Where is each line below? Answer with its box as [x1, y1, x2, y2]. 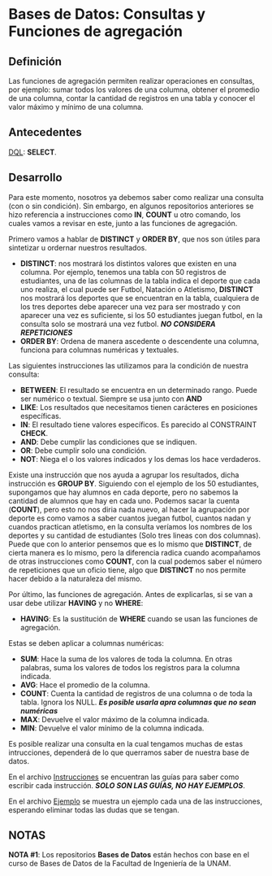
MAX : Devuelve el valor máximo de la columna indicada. [19, 714, 209, 724]
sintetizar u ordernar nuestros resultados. [8, 242, 148, 252]
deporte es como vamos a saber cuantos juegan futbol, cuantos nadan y [8, 513, 252, 523]
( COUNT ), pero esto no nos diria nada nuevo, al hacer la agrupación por [8, 504, 250, 514]
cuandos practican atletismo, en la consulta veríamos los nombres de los [8, 521, 253, 531]
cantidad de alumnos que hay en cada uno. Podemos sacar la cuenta [8, 495, 240, 505]
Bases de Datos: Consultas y [8, 5, 205, 24]
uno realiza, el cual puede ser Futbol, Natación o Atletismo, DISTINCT [19, 284, 254, 294]
